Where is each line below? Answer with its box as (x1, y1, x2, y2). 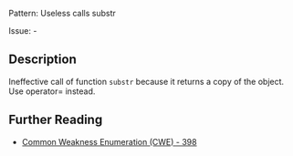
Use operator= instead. (8, 86, 96, 97)
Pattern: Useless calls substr (8, 8, 116, 18)
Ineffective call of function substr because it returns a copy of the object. (8, 76, 285, 87)
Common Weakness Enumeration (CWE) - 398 (21, 136, 197, 147)
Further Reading (8, 112, 103, 128)
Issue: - (8, 26, 37, 36)
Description (8, 52, 77, 68)
